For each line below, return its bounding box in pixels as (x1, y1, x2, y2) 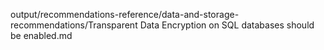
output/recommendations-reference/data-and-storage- (10, 9, 240, 20)
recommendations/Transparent (10, 19, 138, 31)
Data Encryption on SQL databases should (139, 19, 315, 31)
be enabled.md (10, 30, 73, 41)
